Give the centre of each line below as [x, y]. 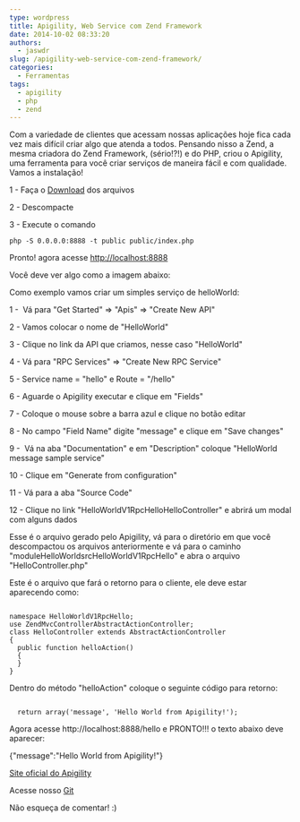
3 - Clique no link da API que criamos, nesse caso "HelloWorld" [126, 345]
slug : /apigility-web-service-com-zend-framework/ [106, 59]
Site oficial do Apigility [51, 773]
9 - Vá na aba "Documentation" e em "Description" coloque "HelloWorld [143, 449]
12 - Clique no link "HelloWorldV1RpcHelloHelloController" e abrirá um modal [150, 510]
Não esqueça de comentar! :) [63, 808]
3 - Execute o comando [52, 225]
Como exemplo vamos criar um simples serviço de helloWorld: [124, 293]
